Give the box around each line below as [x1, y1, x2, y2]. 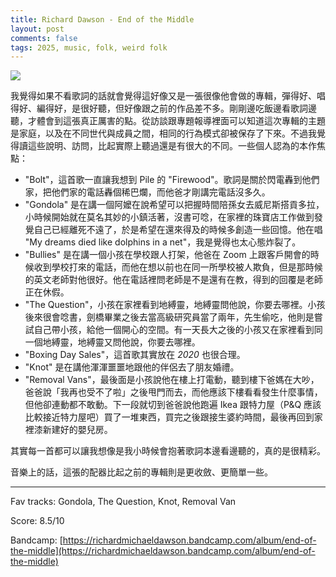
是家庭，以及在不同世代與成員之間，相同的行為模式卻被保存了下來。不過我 [10, 127, 317, 140]
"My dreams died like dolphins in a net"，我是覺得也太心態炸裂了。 [24, 236, 302, 248]
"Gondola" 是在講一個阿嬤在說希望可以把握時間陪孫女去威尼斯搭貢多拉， [24, 199, 325, 211]
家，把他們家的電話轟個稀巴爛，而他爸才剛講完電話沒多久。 [24, 186, 271, 198]
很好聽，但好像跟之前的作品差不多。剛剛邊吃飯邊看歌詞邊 [79, 102, 317, 115]
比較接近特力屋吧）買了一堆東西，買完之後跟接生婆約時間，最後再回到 [24, 411, 315, 423]
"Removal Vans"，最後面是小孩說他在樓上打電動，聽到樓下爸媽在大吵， [24, 374, 320, 386]
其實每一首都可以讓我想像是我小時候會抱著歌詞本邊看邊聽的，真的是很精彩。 [10, 445, 326, 457]
